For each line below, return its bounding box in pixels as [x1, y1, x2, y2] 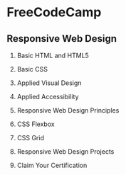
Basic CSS [16, 65, 48, 73]
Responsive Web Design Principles [16, 106, 120, 114]
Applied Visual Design [16, 79, 82, 87]
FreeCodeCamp [6, 4, 102, 21]
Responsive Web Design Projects [16, 147, 115, 156]
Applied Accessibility [16, 93, 79, 101]
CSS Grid [16, 134, 44, 142]
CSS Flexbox [16, 120, 55, 128]
